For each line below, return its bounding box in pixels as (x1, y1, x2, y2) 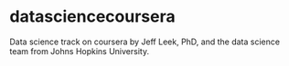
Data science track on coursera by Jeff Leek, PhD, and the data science (9, 36, 281, 47)
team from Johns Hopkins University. (9, 45, 149, 56)
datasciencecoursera (9, 6, 176, 27)
